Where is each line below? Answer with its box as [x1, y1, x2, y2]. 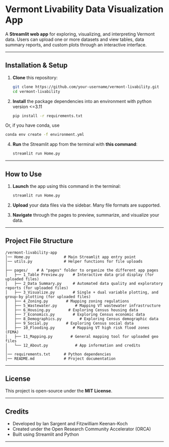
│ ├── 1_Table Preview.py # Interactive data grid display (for [5, 272, 154, 277]
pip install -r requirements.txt [12, 113, 83, 118]
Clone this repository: [12, 74, 58, 80]
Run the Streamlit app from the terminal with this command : [12, 141, 138, 147]
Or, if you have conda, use [5, 122, 60, 128]
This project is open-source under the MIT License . [5, 388, 113, 394]
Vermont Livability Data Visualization [5, 4, 164, 15]
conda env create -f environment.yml [5, 132, 84, 137]
